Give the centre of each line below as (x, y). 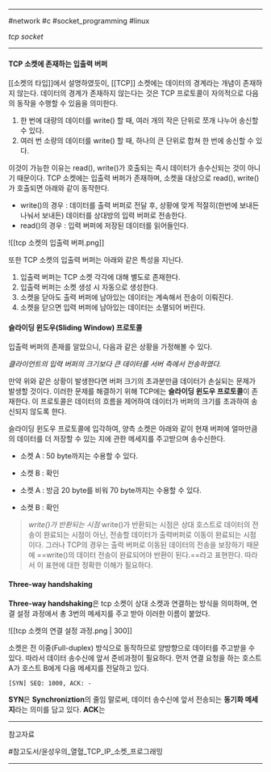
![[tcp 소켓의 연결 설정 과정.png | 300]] (71, 631)
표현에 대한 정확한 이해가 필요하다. (99, 565)
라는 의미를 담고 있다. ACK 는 (60, 709)
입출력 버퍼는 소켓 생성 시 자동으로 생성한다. (89, 287)
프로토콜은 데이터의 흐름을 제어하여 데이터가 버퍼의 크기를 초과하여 (145, 402)
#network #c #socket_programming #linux (79, 21)
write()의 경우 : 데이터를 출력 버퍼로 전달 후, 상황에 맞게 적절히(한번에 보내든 (140, 205)
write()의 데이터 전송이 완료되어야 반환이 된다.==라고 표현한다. (145, 555)
